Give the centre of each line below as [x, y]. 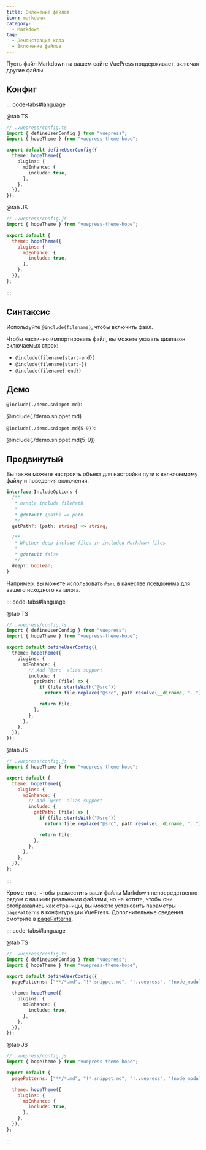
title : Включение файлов [38, 12]
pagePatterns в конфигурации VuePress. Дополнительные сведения [95, 912]
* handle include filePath [49, 503]
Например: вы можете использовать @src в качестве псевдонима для [98, 583]
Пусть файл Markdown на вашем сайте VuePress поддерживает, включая [103, 64]
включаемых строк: [32, 345]
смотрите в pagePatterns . [40, 919]
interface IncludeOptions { [42, 492]
